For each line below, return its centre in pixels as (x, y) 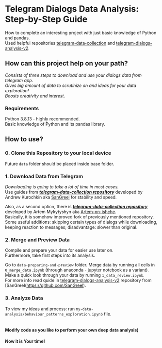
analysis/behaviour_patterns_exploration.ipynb (54, 314)
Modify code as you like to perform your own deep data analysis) (72, 330)
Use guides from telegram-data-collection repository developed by (74, 192)
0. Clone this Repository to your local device (58, 153)
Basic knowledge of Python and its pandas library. (55, 124)
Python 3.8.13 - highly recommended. (42, 119)
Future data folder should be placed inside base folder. (60, 164)
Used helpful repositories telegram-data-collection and (60, 43)
